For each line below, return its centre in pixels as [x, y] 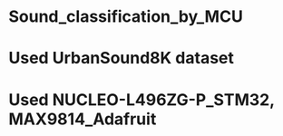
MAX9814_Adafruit [83, 119]
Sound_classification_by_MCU [126, 17]
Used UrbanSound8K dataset [122, 58]
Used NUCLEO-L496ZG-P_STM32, [141, 99]
